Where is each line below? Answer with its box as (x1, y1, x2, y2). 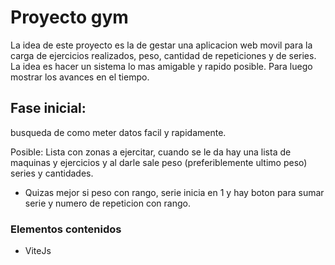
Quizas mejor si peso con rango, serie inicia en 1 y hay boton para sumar (24, 186, 325, 198)
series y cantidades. (10, 167, 94, 179)
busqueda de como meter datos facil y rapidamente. (10, 126, 227, 138)
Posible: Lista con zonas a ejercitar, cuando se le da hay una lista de (10, 146, 292, 158)
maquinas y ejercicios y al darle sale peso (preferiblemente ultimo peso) (10, 156, 308, 168)
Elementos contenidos (10, 222, 122, 236)
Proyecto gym (10, 6, 129, 29)
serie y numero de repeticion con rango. (24, 197, 191, 209)
